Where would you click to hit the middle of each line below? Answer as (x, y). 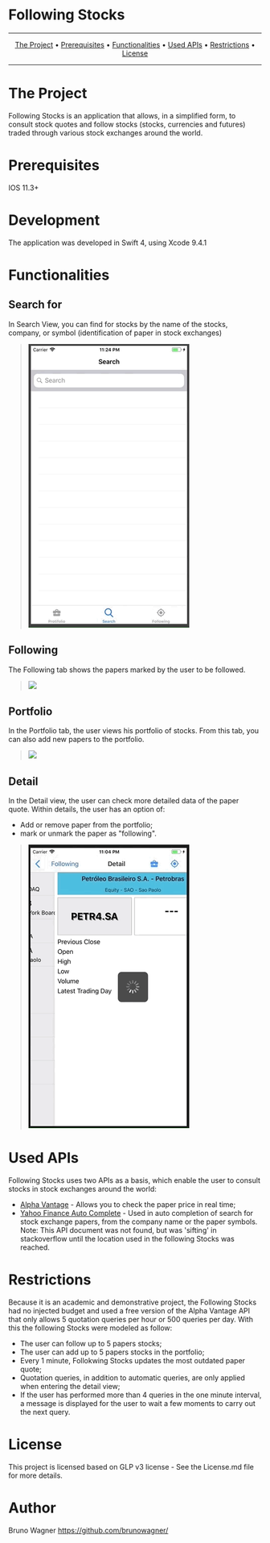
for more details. (35, 1475)
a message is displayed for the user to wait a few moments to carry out (137, 1404)
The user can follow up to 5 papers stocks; (91, 1344)
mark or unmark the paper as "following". (88, 834)
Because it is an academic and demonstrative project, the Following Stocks (133, 1302)
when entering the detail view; (70, 1387)
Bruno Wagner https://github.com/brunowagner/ (88, 1530)
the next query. (45, 1412)
